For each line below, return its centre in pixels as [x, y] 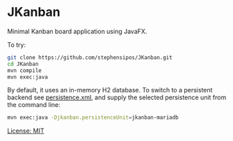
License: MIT [26, 131]
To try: [17, 44]
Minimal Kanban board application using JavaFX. [77, 31]
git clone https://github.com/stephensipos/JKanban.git [90, 57]
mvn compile [24, 70]
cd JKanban [23, 64]
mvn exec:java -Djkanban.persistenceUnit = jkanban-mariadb [93, 118]
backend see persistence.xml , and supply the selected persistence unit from [117, 97]
